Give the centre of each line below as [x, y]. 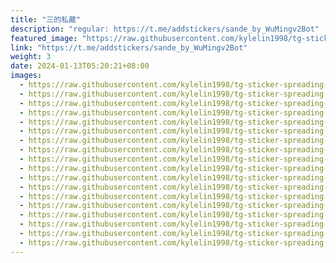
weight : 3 [31, 57]
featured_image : [44, 38]
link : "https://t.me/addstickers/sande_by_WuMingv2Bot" [129, 47]
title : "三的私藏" [46, 19]
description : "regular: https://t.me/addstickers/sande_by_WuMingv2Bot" [165, 29]
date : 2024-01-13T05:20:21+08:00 [80, 66]
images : [26, 76]
